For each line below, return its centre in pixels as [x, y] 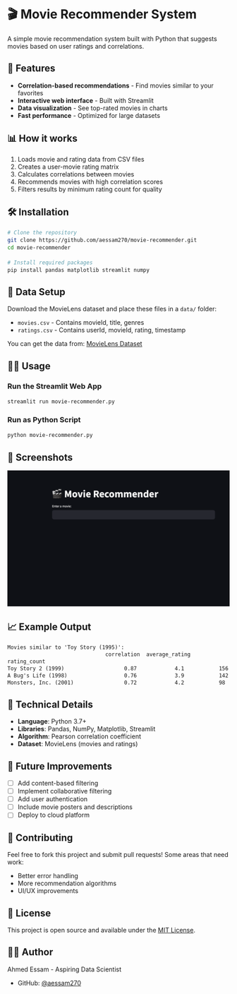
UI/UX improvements [48, 891]
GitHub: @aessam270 [49, 983]
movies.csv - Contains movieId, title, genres [81, 323]
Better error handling [48, 876]
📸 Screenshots [40, 457]
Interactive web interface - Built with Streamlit [85, 100]
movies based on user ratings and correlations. [76, 46]
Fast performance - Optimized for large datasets [89, 115]
